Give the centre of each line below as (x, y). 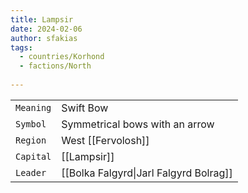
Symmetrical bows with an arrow (138, 124)
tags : (21, 47)
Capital (33, 156)
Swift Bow (85, 108)
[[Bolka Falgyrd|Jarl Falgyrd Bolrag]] (147, 173)
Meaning (33, 107)
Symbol (31, 124)
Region (31, 140)
